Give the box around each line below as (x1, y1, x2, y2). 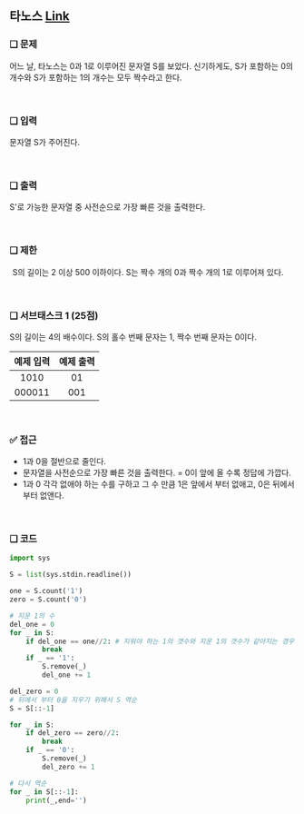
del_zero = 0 (9, 687, 59, 696)
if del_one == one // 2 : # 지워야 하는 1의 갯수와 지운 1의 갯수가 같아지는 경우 (25, 637, 295, 646)
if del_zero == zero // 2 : (25, 729, 120, 738)
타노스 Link (9, 8, 70, 25)
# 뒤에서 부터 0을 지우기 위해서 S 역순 (9, 695, 138, 704)
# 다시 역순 (9, 779, 47, 788)
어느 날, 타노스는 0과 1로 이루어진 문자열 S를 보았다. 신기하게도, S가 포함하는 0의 (9, 60, 293, 71)
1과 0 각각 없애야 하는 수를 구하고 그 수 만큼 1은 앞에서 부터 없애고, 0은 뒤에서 (22, 479, 295, 490)
